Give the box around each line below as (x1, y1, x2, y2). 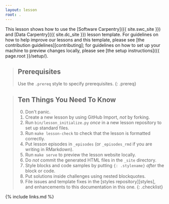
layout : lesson (5, 7, 37, 13)
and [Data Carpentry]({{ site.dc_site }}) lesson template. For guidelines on (5, 31, 159, 37)
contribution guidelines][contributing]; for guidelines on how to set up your (5, 42, 160, 48)
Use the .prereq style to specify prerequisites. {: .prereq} (17, 81, 137, 87)
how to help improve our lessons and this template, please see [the (5, 36, 145, 43)
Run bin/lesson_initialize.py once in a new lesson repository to (25, 120, 162, 126)
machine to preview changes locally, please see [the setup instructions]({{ (5, 47, 160, 54)
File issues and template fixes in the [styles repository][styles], (25, 179, 156, 185)
